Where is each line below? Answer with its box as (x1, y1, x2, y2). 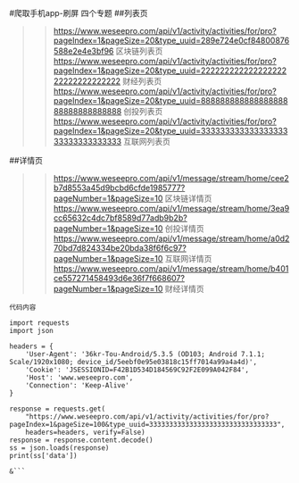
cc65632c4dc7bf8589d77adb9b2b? (53, 212, 187, 223)
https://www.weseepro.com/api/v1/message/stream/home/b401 (53, 263, 289, 274)
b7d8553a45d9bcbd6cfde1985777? (53, 182, 186, 193)
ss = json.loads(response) (9, 444, 110, 453)
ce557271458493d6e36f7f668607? (53, 273, 186, 283)
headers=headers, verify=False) (25, 428, 145, 437)
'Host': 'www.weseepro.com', (25, 373, 134, 382)
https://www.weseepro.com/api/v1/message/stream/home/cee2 (53, 173, 290, 183)
